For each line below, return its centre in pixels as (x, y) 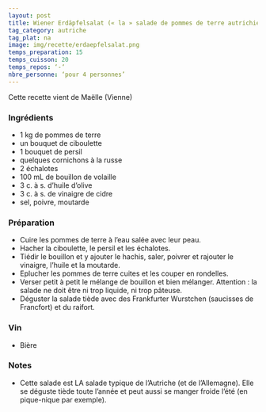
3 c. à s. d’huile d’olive (56, 185)
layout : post (30, 15)
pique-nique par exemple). (63, 399)
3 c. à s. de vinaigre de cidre (66, 193)
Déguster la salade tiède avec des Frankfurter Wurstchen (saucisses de (137, 299)
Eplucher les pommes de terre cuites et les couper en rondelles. (124, 273)
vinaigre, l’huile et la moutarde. (70, 265)
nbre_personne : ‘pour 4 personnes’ (67, 74)
